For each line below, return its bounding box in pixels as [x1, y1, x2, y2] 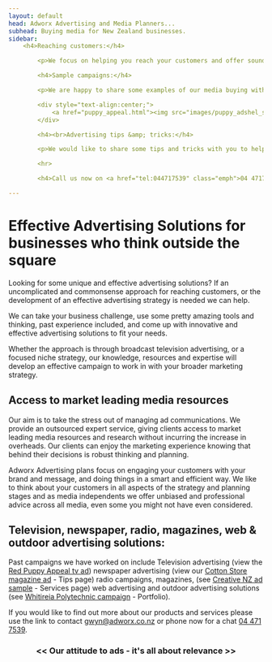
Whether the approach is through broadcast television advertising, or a [8, 344, 244, 353]
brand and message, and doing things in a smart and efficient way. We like [8, 474, 257, 483]
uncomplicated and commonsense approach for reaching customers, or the [8, 286, 261, 296]
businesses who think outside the [8, 234, 240, 253]
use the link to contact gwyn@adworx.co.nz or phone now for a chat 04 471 [8, 617, 261, 626]
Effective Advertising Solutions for [8, 217, 246, 236]
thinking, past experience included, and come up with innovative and [8, 319, 238, 329]
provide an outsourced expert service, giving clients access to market [8, 423, 241, 433]
